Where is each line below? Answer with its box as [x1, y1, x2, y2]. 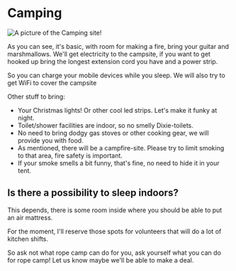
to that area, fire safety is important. [17, 151, 123, 160]
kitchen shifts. [7, 234, 48, 243]
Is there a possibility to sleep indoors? [7, 187, 179, 199]
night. [17, 114, 35, 122]
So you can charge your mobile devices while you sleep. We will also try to [7, 71, 225, 79]
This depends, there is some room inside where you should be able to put [7, 206, 223, 214]
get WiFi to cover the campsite [7, 78, 97, 87]
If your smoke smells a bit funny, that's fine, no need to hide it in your [17, 158, 220, 167]
